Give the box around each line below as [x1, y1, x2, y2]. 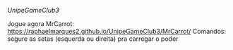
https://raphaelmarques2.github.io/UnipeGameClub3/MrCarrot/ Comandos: [7, 27, 227, 35]
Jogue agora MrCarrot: [7, 20, 74, 27]
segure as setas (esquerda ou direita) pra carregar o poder [7, 35, 179, 43]
